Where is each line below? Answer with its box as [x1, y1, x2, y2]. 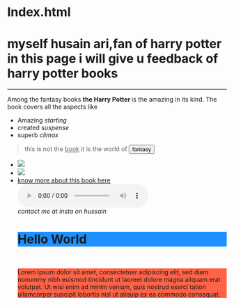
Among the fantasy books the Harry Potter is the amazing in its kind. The [7, 95, 217, 104]
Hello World [17, 231, 87, 247]
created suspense [17, 123, 70, 132]
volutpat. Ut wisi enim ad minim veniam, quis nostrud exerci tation [17, 283, 207, 291]
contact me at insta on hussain [17, 207, 107, 216]
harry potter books [7, 65, 118, 81]
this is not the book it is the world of [24, 145, 127, 153]
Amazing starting [17, 116, 68, 125]
